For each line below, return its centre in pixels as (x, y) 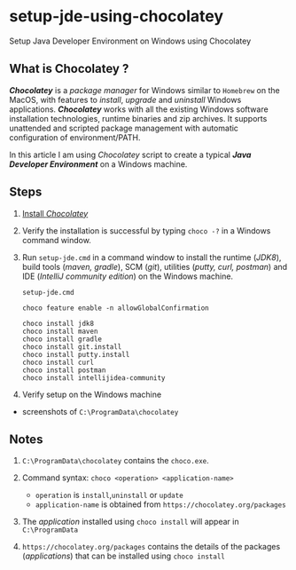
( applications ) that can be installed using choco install (124, 556)
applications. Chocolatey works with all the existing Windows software (139, 109)
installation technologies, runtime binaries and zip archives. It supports (138, 118)
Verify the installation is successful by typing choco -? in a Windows (146, 230)
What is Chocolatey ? (69, 69)
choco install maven (60, 331)
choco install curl (58, 362)
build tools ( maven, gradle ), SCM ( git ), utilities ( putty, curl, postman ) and (155, 266)
